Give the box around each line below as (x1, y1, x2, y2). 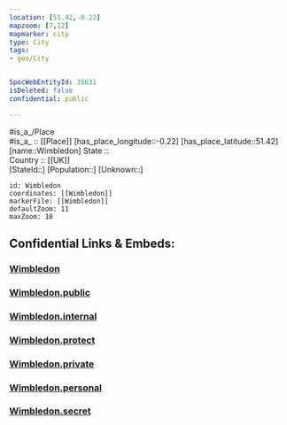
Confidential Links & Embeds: (9, 236, 175, 251)
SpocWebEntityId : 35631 (9, 78, 97, 87)
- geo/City (9, 54, 50, 63)
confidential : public (9, 94, 89, 103)
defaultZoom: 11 (9, 205, 69, 213)
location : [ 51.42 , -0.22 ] (9, 12, 101, 22)
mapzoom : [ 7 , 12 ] (9, 21, 69, 30)
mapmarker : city (9, 29, 69, 38)
